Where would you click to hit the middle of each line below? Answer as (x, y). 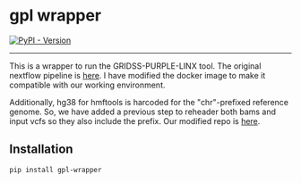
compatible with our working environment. (87, 85)
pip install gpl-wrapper (56, 170)
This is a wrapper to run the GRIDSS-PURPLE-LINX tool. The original (135, 66)
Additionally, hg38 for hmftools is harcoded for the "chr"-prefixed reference (149, 102)
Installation (41, 150)
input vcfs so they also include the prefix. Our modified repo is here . (135, 121)
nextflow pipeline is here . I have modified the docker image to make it (138, 75)
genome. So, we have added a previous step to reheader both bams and (142, 112)
